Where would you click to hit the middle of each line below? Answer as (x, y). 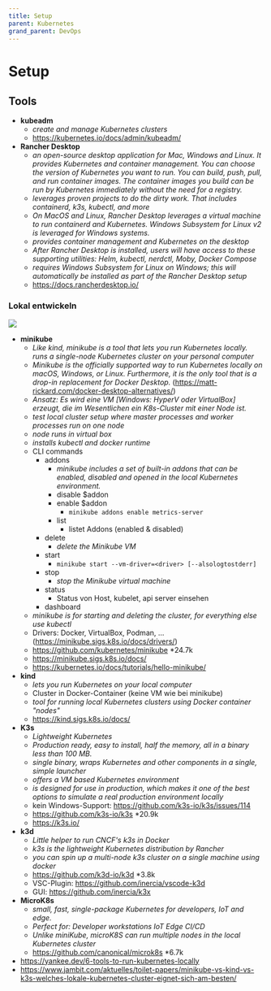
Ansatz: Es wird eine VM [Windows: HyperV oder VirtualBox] (134, 399)
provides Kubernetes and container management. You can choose (144, 164)
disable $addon (83, 494)
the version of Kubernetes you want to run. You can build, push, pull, (147, 172)
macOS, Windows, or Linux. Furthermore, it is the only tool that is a (144, 373)
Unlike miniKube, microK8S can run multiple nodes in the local (136, 935)
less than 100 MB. (62, 754)
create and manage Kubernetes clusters (100, 129)
